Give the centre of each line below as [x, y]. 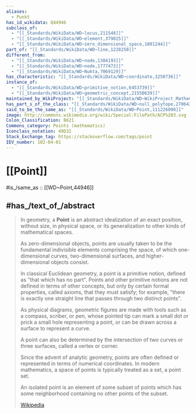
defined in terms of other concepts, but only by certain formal [94, 286]
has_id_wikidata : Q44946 [36, 22]
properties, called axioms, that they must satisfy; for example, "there [103, 292]
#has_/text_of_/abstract [50, 206]
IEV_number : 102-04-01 [34, 142]
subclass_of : [22, 28]
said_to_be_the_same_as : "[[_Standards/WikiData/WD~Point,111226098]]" [95, 110]
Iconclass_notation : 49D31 [39, 131]
